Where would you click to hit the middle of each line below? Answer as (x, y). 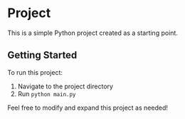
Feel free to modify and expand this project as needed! (88, 108)
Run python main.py (47, 93)
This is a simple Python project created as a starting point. (92, 33)
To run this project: (35, 72)
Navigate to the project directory (65, 86)
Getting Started (42, 55)
